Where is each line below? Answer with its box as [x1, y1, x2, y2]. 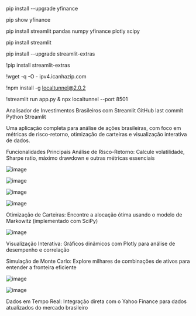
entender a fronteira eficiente [6, 264, 77, 271]
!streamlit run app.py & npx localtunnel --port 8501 [6, 96, 128, 102]
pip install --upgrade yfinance [6, 5, 78, 12]
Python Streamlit [6, 114, 46, 120]
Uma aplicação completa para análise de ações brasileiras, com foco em [6, 125, 181, 131]
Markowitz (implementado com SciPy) [6, 218, 98, 224]
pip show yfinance [6, 16, 51, 23]
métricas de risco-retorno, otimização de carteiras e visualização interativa [6, 131, 187, 138]
